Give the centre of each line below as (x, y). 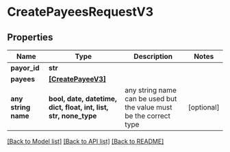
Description (153, 56)
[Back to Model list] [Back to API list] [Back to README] (86, 141)
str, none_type (73, 116)
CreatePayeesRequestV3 (80, 12)
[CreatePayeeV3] (77, 79)
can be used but (151, 99)
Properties (30, 37)
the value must (149, 107)
